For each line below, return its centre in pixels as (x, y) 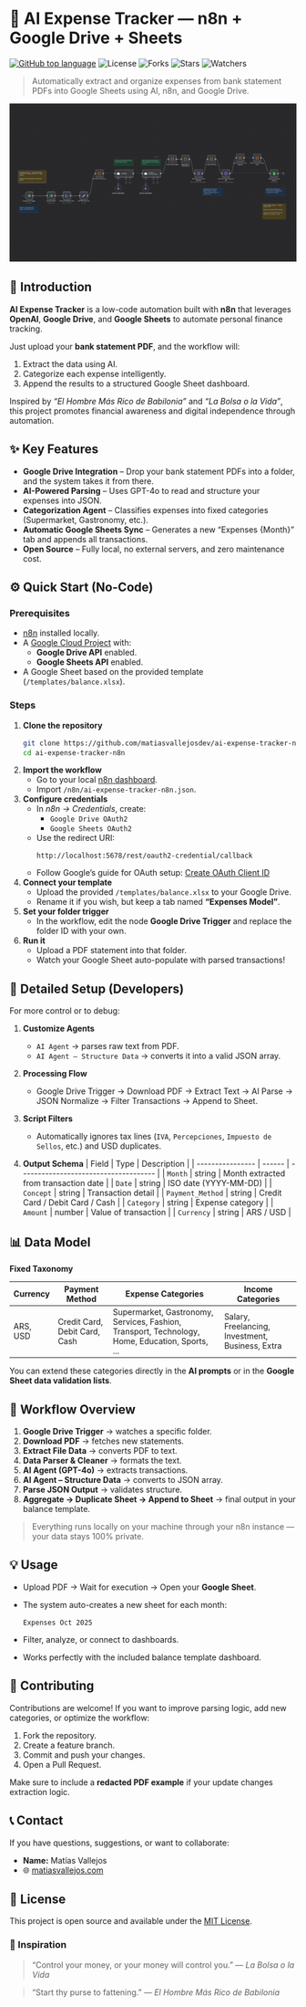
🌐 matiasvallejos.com (63, 1870)
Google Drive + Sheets (96, 38)
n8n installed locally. (61, 633)
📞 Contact (36, 1821)
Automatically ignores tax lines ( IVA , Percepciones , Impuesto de (154, 1137)
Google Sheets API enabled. (90, 662)
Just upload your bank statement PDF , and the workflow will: (125, 346)
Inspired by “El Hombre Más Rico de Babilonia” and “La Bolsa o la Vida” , (147, 401)
